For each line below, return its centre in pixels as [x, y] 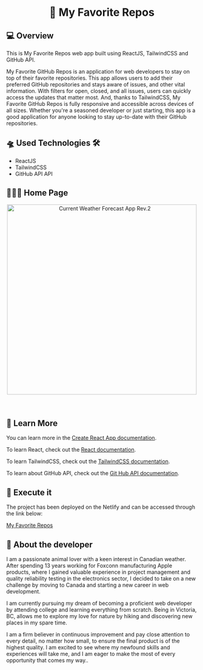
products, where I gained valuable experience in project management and [98, 572]
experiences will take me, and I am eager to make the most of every [91, 654]
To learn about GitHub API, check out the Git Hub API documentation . [93, 473]
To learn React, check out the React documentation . [71, 450]
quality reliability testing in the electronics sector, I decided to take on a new [101, 579]
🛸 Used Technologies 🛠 [53, 143]
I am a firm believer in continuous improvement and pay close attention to [98, 635]
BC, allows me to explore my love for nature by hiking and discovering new [99, 616]
